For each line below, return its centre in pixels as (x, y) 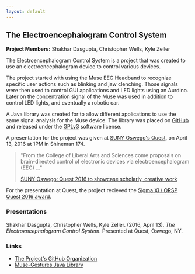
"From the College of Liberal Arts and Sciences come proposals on (101, 155)
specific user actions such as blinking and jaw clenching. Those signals (92, 84)
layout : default (26, 11)
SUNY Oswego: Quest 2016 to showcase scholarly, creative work (99, 179)
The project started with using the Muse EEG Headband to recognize (89, 78)
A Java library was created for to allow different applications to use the (91, 114)
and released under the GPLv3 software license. (64, 127)
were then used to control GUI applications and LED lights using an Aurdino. (97, 91)
